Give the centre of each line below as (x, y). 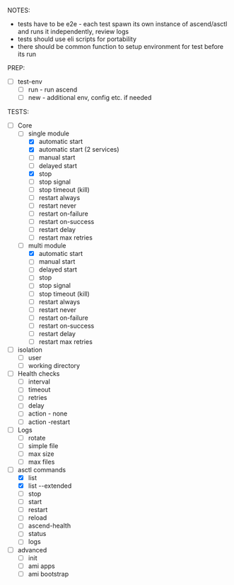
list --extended (50, 486)
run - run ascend (53, 90)
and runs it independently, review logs (73, 32)
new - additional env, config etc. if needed (90, 98)
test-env (30, 82)
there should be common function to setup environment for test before (121, 46)
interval (39, 381)
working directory (54, 366)
